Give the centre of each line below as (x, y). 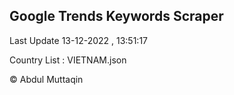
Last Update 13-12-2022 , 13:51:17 (79, 40)
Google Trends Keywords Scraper (116, 16)
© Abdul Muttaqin (46, 79)
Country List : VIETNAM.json (68, 60)
